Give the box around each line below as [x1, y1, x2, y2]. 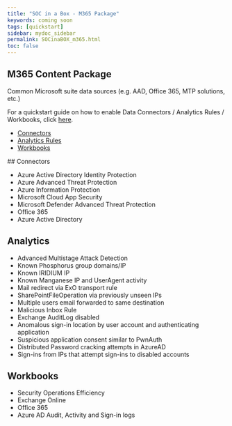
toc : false [7, 43, 39, 50]
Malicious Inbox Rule [17, 305, 77, 314]
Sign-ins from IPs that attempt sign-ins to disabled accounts [17, 350, 190, 358]
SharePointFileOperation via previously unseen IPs [17, 291, 162, 299]
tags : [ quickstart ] [7, 23, 64, 30]
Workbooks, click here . [7, 115, 74, 123]
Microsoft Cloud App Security [17, 192, 103, 201]
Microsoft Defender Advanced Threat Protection [17, 200, 156, 208]
